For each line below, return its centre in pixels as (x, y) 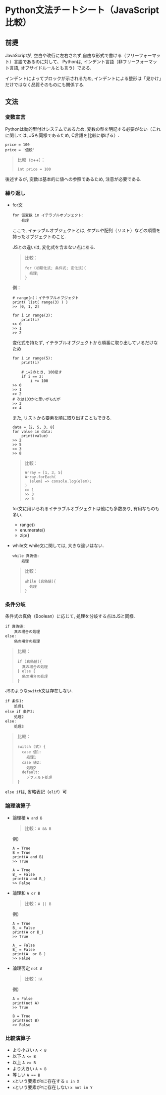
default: (31, 772)
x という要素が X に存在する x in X (46, 1081)
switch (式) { (31, 747)
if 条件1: (14, 701)
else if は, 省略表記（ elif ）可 (36, 792)
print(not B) (26, 1020)
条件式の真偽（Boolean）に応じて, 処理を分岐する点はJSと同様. (70, 616)
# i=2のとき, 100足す (42, 372)
